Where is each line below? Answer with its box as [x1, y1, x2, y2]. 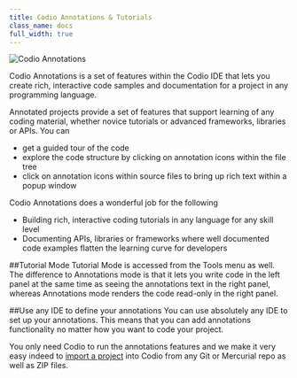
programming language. [9, 89, 98, 100]
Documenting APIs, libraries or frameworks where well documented [21, 234, 270, 244]
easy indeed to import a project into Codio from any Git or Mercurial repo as [9, 351, 286, 361]
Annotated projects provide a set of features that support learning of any [9, 107, 275, 118]
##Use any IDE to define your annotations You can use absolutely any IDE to [9, 305, 288, 316]
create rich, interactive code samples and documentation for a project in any [9, 81, 289, 91]
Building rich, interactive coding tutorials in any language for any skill [21, 214, 274, 226]
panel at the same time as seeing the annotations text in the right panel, [9, 279, 270, 289]
